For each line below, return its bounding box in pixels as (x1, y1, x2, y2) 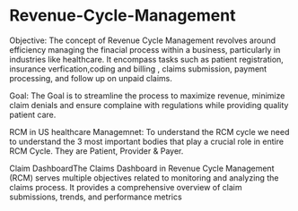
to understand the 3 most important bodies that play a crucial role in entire (9, 136, 285, 147)
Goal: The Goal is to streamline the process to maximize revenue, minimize (9, 90, 285, 101)
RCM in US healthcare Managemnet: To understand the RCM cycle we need (9, 126, 290, 137)
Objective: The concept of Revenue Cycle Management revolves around (9, 35, 276, 46)
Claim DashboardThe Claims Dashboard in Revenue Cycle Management (9, 163, 275, 173)
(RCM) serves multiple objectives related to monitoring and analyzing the (9, 172, 279, 183)
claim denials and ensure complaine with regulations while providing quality (9, 99, 289, 110)
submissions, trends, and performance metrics (9, 191, 182, 202)
